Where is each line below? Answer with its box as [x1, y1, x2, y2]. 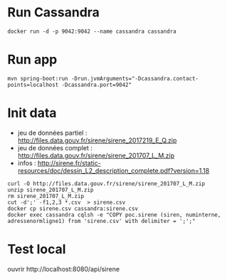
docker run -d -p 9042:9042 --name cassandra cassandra [7, 28, 176, 35]
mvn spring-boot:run [7, 75, 69, 82]
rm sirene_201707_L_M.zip [7, 192, 84, 199]
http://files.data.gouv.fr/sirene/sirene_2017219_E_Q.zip [17, 136, 177, 145]
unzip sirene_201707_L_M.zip [7, 186, 94, 193]
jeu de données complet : [17, 143, 93, 152]
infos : [17, 158, 36, 167]
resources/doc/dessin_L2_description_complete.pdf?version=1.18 [17, 166, 210, 175]
